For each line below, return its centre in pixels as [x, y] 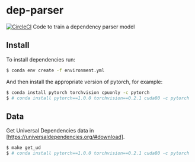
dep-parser [35, 10]
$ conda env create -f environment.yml [55, 70]
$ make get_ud [24, 148]
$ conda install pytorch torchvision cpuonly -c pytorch [78, 92]
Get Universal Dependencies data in [50, 131]
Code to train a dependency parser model [84, 27]
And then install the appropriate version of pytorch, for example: [84, 82]
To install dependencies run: [41, 59]
